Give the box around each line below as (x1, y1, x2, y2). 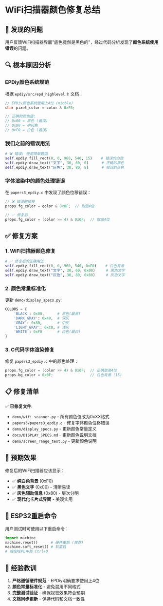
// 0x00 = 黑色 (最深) (5, 118, 48, 123)
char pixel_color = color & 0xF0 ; (5, 105, 75, 110)
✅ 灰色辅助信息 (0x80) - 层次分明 (12, 490, 79, 496)
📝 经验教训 (5, 564, 36, 572)
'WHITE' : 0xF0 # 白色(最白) (14, 330, 81, 334)
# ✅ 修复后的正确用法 (5, 259, 44, 264)
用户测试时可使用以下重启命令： (5, 526, 69, 531)
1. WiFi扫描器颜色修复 (5, 247, 56, 254)
